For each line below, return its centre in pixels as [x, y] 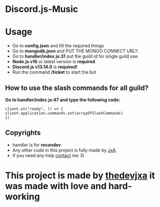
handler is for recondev [37, 145]
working [23, 196]
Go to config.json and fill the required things [58, 46]
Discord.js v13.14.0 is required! [45, 67]
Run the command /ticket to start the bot [54, 72]
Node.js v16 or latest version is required [54, 62]
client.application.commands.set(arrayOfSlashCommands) [64, 113]
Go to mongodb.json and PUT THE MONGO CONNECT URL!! [75, 51]
